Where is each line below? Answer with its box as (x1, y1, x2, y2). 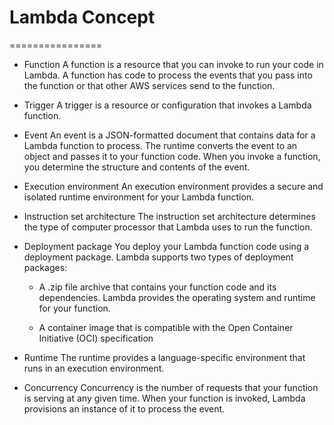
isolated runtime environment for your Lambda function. (23, 191, 255, 203)
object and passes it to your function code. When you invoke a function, (23, 150, 321, 162)
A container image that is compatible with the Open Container (38, 321, 294, 333)
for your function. (38, 302, 111, 314)
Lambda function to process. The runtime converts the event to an (23, 139, 298, 151)
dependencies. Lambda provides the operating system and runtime (38, 291, 316, 303)
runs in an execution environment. (23, 362, 165, 374)
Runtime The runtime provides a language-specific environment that (23, 351, 306, 363)
